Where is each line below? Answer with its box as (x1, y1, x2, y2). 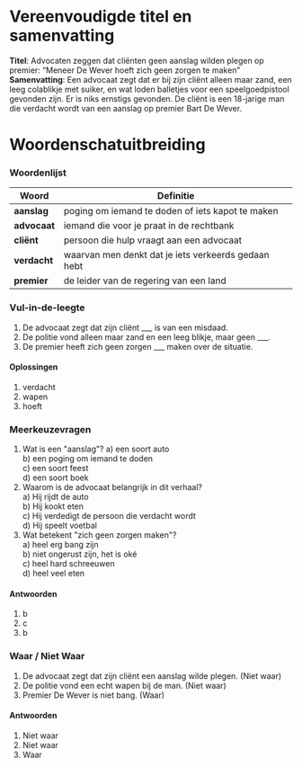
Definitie (156, 190, 195, 202)
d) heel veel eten (22, 568, 85, 579)
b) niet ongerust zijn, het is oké (22, 548, 138, 559)
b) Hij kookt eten (22, 501, 84, 512)
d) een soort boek (22, 472, 89, 483)
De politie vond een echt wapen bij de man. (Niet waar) (22, 680, 226, 691)
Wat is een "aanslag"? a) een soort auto (22, 443, 170, 455)
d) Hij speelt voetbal (22, 520, 97, 531)
